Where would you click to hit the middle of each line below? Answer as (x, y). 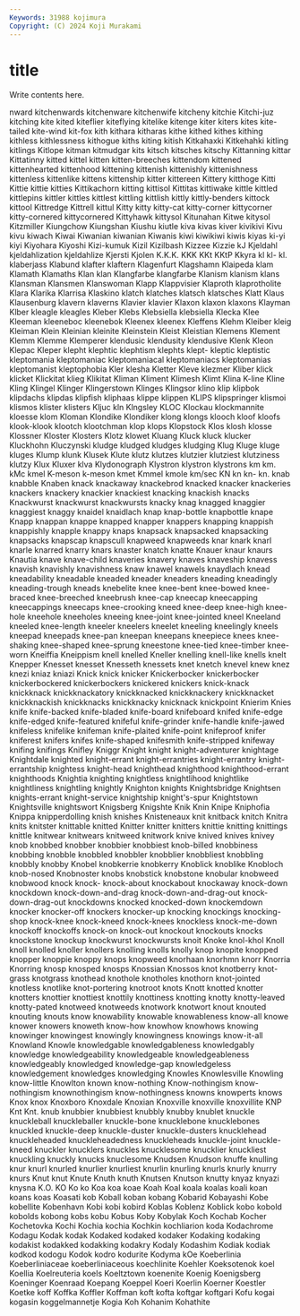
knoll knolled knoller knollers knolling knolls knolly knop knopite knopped (144, 950)
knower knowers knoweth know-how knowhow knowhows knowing (134, 1026)
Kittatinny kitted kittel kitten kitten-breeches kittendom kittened (125, 160)
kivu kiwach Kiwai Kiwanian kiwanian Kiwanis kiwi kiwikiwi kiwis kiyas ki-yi (147, 236)
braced (22, 598)
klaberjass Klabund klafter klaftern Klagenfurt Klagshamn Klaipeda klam (141, 264)
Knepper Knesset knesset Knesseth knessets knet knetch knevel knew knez (150, 665)
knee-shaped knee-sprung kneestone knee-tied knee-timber (153, 645)
